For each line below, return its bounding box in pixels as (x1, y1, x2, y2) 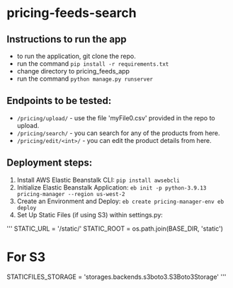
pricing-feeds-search (6, 5, 137, 21)
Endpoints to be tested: (6, 95, 112, 107)
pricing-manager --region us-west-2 (16, 190, 125, 197)
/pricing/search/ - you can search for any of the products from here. (16, 129, 220, 137)
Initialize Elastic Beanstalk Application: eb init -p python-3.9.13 (16, 183, 207, 192)
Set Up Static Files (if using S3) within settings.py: (16, 210, 164, 219)
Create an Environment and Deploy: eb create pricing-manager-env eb (16, 197, 225, 205)
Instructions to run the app (6, 33, 127, 45)
